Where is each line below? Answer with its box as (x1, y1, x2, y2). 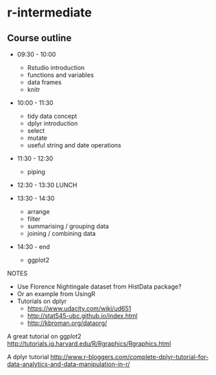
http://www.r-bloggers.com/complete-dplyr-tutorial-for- (50, 353, 209, 361)
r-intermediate (7, 5, 93, 21)
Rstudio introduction (27, 64, 85, 71)
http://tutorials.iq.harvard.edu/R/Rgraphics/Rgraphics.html (7, 339, 171, 348)
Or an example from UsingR (16, 290, 96, 298)
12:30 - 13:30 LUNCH (16, 181, 77, 189)
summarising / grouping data (27, 222, 110, 230)
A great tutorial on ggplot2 (7, 332, 82, 340)
